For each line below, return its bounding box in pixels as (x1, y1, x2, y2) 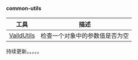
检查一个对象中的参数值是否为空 (41, 32, 129, 40)
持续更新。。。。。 (6, 48, 42, 55)
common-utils (6, 5, 42, 12)
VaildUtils (9, 31, 35, 40)
